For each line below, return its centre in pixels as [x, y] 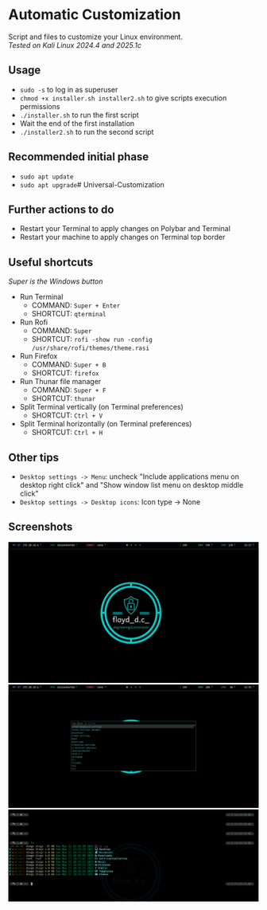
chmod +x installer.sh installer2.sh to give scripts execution [123, 98]
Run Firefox [39, 356]
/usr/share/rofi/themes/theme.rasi [90, 348]
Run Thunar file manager [60, 382]
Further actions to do [61, 209]
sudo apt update [46, 177]
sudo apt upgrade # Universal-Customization [92, 184]
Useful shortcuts [51, 262]
